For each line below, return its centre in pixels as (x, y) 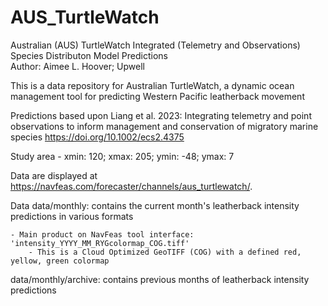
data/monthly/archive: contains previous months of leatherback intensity (160, 279)
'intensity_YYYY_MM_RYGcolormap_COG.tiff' (100, 243)
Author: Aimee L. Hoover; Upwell (77, 66)
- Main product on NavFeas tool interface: (102, 234)
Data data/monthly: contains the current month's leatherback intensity (155, 205)
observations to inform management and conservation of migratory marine (164, 126)
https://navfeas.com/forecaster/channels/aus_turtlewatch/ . (131, 186)
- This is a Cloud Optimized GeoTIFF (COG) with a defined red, (165, 252)
